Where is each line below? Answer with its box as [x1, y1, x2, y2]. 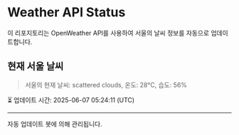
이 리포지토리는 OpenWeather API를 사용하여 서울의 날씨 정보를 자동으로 [7, 28, 210, 37]
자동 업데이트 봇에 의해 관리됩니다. [7, 119, 102, 128]
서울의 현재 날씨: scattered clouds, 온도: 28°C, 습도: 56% [24, 80, 187, 89]
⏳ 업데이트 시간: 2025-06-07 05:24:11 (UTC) [7, 95, 135, 104]
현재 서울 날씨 [7, 60, 64, 72]
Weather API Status [7, 4, 126, 21]
